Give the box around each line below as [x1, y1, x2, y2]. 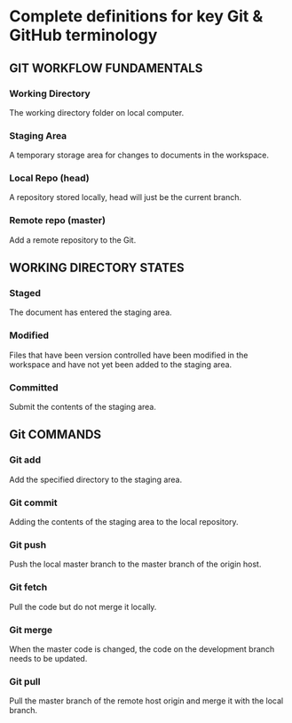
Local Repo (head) [9, 172, 91, 184]
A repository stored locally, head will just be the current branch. [9, 192, 242, 203]
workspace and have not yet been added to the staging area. [9, 358, 233, 370]
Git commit [9, 496, 58, 509]
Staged [9, 287, 42, 300]
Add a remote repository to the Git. [9, 234, 137, 245]
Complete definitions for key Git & [9, 6, 264, 27]
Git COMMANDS [9, 427, 102, 442]
